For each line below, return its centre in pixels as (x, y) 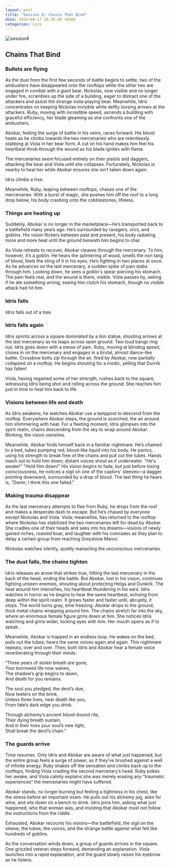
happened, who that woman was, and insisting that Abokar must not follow (83, 808)
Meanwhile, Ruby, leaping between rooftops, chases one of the (71, 189)
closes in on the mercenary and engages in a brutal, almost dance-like (79, 352)
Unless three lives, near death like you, (46, 699)
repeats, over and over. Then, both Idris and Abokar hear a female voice (80, 647)
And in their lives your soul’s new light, (45, 725)
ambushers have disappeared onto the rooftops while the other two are (79, 85)
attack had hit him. (25, 288)
